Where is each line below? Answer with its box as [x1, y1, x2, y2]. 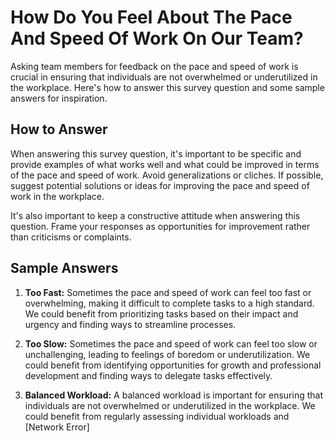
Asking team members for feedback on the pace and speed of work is [10, 60, 299, 72]
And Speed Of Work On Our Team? [10, 27, 304, 50]
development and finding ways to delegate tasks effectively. [24, 369, 273, 381]
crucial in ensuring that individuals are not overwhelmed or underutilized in [10, 71, 318, 83]
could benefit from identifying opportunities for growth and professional [24, 359, 322, 371]
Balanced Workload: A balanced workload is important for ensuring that [24, 389, 324, 401]
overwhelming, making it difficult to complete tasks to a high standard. [24, 297, 315, 309]
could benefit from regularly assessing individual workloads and [24, 410, 290, 422]
